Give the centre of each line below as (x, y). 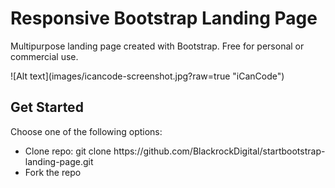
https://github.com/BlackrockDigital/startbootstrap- (219, 151)
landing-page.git (59, 161)
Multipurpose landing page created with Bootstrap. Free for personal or (157, 46)
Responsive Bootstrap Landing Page (164, 18)
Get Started (47, 107)
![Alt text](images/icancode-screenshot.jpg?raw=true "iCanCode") (147, 76)
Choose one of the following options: (86, 131)
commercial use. (44, 56)
